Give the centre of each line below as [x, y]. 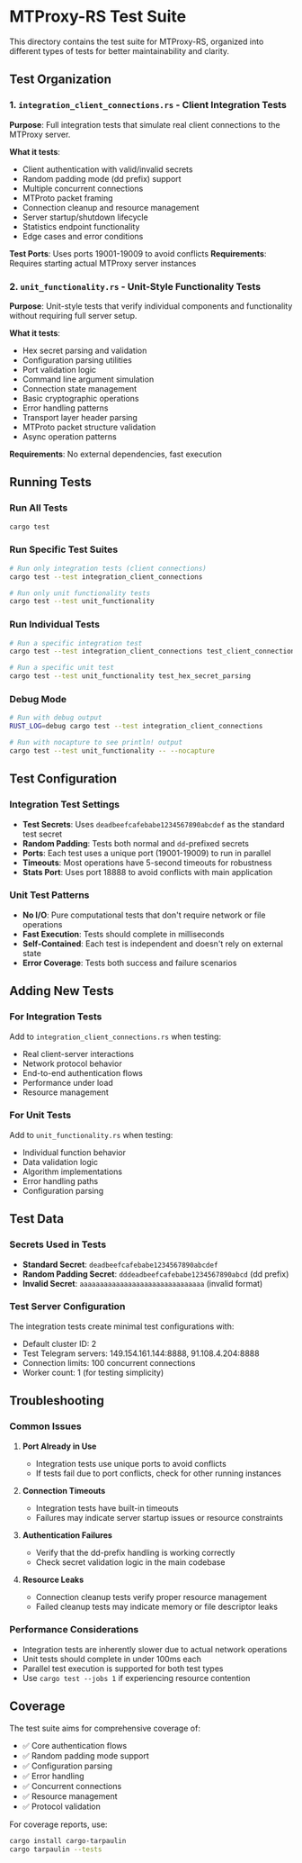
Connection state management [80, 388]
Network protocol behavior [72, 1063]
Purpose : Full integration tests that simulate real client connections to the [145, 124]
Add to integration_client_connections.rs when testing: [115, 1036]
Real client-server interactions [78, 1054]
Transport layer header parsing [80, 417]
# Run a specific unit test [62, 668]
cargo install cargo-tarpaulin [68, 1840]
